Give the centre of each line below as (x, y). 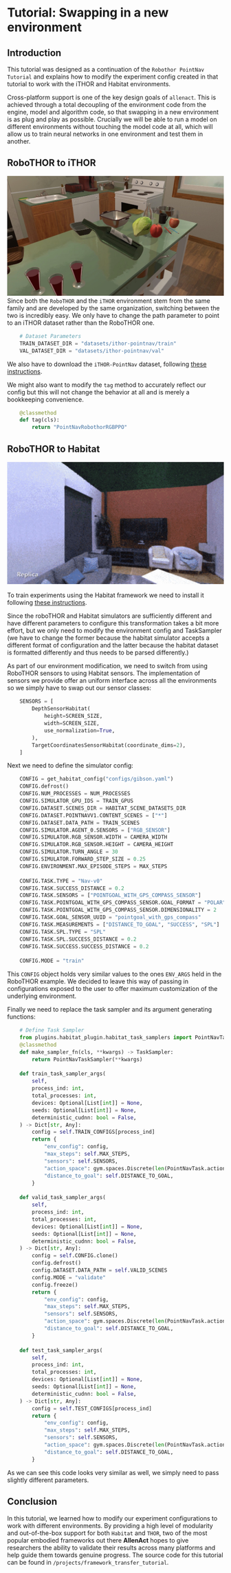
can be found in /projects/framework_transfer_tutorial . (88, 1562)
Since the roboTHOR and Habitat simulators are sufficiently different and (109, 616)
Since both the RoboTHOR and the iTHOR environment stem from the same (109, 301)
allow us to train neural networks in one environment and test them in (105, 134)
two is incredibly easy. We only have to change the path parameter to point (113, 315)
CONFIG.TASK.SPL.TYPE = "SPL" (63, 932)
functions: (21, 1017)
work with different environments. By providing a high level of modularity (110, 1525)
